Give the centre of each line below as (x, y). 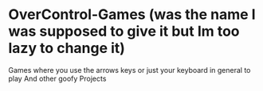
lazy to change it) (67, 48)
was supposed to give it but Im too (124, 31)
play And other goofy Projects (57, 78)
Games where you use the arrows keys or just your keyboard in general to (130, 70)
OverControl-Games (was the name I (132, 15)
